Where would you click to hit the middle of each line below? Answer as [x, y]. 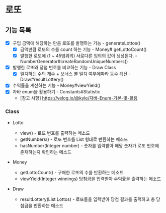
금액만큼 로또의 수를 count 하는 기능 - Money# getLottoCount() [83, 49]
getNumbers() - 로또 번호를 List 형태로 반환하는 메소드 [74, 139]
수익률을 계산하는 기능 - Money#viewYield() [56, 85]
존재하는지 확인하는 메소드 [46, 152]
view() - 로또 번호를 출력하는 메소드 [55, 133]
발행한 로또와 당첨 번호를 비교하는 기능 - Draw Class [64, 68]
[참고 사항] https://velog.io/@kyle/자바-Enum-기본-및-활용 [79, 98]
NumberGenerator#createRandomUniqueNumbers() [74, 62]
